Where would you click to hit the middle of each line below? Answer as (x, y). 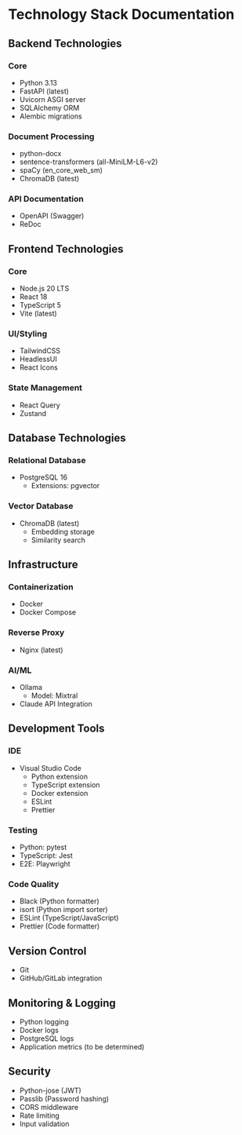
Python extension (60, 776)
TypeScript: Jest (46, 856)
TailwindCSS (40, 351)
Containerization (41, 587)
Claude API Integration (56, 704)
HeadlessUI (38, 359)
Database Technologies (67, 438)
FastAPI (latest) (44, 91)
